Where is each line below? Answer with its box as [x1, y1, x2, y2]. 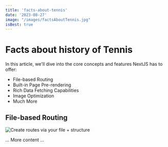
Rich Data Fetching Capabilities [12, 87, 79, 94]
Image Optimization [12, 93, 54, 99]
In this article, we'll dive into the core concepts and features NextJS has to [5, 61, 163, 67]
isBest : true [5, 22, 33, 27]
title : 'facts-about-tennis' [5, 7, 68, 13]
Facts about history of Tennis [5, 44, 133, 56]
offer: [5, 66, 17, 72]
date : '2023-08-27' [5, 12, 47, 17]
